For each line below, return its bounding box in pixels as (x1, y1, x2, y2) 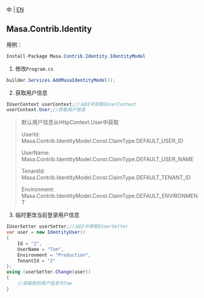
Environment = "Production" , (17, 252, 91, 258)
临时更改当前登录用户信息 (15, 211, 80, 219)
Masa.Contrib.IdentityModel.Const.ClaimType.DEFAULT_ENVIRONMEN (21, 192, 198, 200)
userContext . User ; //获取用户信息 (6, 107, 86, 113)
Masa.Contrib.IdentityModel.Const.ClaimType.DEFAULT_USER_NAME (21, 156, 194, 163)
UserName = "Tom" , (17, 246, 64, 252)
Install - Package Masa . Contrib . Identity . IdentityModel (6, 53, 146, 59)
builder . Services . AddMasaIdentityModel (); (6, 77, 116, 83)
